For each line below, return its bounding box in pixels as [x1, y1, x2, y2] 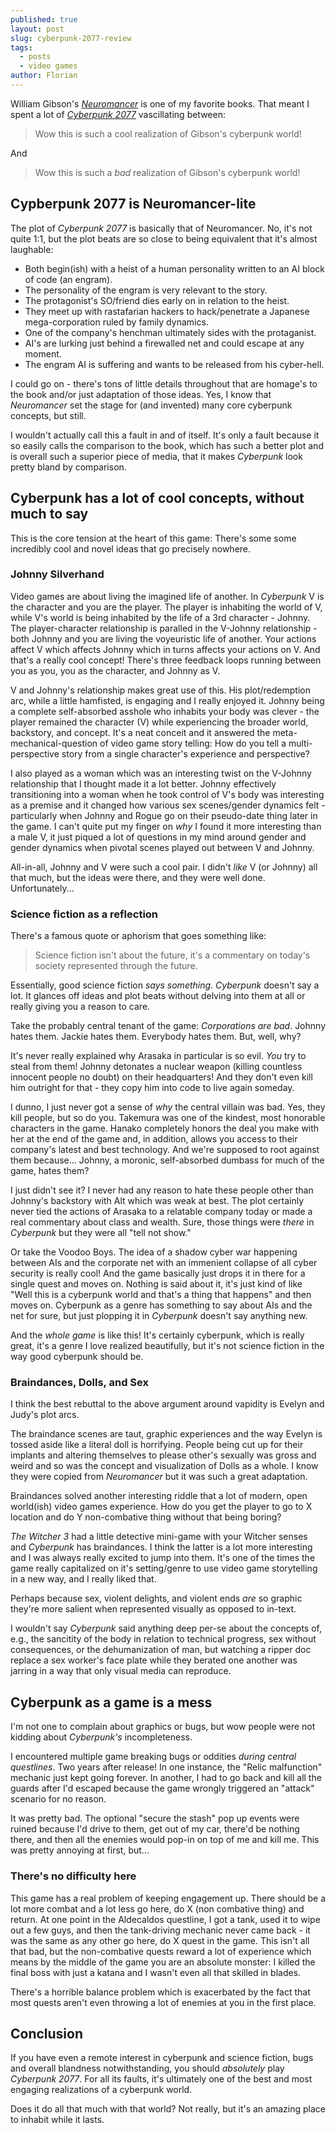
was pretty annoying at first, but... [10, 1844, 150, 1856]
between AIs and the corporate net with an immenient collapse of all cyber [10, 1257, 318, 1269]
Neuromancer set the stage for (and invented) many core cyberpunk [10, 399, 293, 411]
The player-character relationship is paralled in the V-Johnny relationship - [10, 622, 318, 634]
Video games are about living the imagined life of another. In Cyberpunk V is [10, 590, 325, 602]
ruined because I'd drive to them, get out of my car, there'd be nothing [10, 1823, 300, 1835]
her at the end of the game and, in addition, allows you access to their [10, 1133, 298, 1145]
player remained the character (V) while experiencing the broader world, [10, 716, 309, 728]
